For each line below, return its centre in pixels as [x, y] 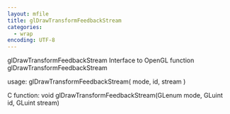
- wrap [23, 34]
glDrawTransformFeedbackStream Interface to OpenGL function [101, 60]
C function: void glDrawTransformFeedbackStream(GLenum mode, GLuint [115, 96]
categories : [25, 27]
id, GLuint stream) [34, 103]
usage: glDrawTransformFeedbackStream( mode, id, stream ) [97, 81]
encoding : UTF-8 [31, 40]
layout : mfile [28, 14]
